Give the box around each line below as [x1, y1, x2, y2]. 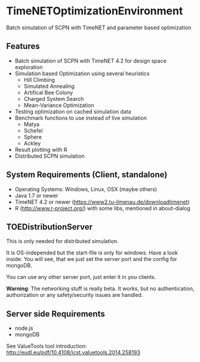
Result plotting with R [14, 146, 67, 153]
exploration [14, 63, 43, 70]
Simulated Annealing [23, 82, 75, 90]
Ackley [23, 139, 41, 147]
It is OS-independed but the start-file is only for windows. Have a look [6, 249, 178, 256]
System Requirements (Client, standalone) [6, 170, 168, 180]
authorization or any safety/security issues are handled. [6, 292, 143, 299]
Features [6, 41, 40, 51]
